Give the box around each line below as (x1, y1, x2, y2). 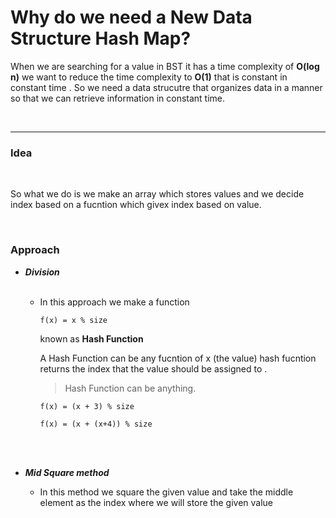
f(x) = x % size (39, 315, 108, 325)
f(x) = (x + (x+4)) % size (39, 419, 153, 429)
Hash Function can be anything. (64, 382, 197, 394)
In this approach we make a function (39, 296, 190, 308)
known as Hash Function (39, 332, 144, 345)
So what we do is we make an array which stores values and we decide (10, 188, 305, 200)
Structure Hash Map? (10, 27, 192, 50)
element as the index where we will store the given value (39, 496, 273, 508)
